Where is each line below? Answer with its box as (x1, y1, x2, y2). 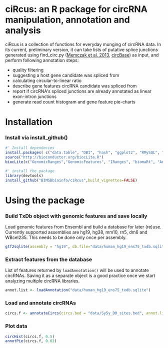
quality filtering (12, 66, 44, 73)
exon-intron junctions (12, 93, 56, 99)
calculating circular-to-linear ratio (12, 77, 81, 83)
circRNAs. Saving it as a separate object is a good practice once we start (5, 272, 155, 278)
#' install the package (5, 168, 55, 173)
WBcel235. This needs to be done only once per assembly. (5, 234, 126, 240)
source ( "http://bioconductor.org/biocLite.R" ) (5, 155, 104, 160)
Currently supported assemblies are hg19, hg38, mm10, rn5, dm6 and (5, 229, 147, 235)
